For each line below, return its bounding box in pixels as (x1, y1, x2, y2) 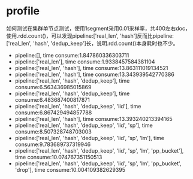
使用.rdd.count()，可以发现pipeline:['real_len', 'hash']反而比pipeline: (6, 32, 174, 40)
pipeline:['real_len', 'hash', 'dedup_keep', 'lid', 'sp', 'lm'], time (14, 134, 165, 141)
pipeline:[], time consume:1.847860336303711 (14, 51, 129, 59)
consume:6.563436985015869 (14, 83, 92, 90)
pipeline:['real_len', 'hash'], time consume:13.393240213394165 (14, 115, 173, 122)
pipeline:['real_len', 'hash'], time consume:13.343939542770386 (14, 71, 175, 78)
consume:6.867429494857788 (14, 109, 92, 116)
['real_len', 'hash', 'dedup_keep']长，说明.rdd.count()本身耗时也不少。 (6, 40, 179, 47)
